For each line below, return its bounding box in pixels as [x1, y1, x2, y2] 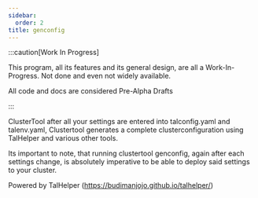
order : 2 [15, 19, 44, 27]
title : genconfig [8, 26, 65, 34]
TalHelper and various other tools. [8, 134, 118, 143]
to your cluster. [8, 166, 57, 175]
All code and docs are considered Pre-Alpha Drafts [8, 86, 173, 96]
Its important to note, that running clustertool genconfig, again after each [8, 148, 245, 158]
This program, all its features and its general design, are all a [8, 63, 205, 72]
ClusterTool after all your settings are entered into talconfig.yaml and [8, 117, 230, 126]
